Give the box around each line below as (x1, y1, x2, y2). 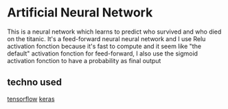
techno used (7, 77, 62, 88)
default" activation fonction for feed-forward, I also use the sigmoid (7, 49, 198, 58)
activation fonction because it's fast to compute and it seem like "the (7, 42, 201, 50)
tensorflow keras (7, 95, 55, 103)
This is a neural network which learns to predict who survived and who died (7, 27, 222, 36)
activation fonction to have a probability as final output (7, 56, 161, 64)
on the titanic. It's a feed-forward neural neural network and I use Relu (7, 34, 206, 43)
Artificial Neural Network (7, 5, 153, 21)
